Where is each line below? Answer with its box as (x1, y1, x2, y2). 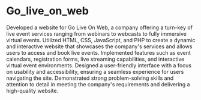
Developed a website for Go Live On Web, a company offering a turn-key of (6, 24, 193, 31)
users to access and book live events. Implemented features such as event (6, 49, 191, 56)
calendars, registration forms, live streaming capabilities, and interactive (6, 55, 185, 62)
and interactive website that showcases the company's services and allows (6, 43, 193, 50)
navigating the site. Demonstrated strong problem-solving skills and (6, 74, 174, 82)
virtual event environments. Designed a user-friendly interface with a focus (6, 61, 192, 69)
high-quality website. (6, 87, 59, 94)
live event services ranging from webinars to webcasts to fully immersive (6, 30, 187, 37)
